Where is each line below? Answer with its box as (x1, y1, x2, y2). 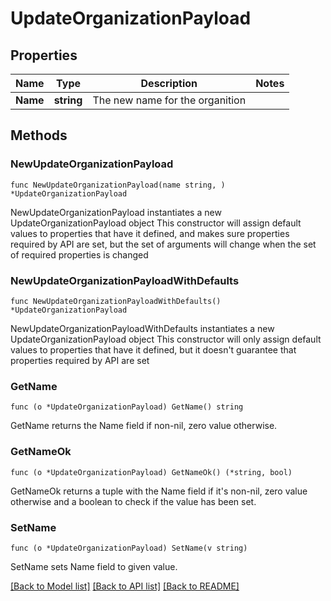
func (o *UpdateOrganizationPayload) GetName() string (10, 402, 244, 412)
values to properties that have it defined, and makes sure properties (10, 227, 290, 239)
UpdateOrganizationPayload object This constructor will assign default (10, 217, 302, 229)
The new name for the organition (92, 93, 247, 107)
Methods (10, 127, 68, 144)
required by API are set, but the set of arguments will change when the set (10, 238, 317, 250)
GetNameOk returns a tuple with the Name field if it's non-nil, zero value (10, 485, 308, 497)
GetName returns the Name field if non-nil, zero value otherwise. (10, 420, 278, 432)
